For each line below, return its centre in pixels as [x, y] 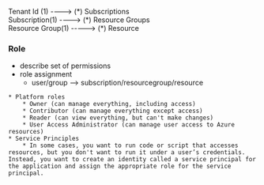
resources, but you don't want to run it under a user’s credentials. [127, 153]
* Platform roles [37, 97]
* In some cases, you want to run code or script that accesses [130, 145]
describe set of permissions [65, 66]
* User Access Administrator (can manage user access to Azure [129, 125]
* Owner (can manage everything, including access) [109, 104]
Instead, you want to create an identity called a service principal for [132, 160]
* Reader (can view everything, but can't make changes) [118, 118]
